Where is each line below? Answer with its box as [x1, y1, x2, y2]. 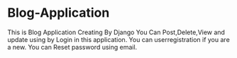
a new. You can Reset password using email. [7, 43, 138, 51]
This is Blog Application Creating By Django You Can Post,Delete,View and [7, 28, 226, 36]
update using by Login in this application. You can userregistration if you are [7, 35, 231, 43]
